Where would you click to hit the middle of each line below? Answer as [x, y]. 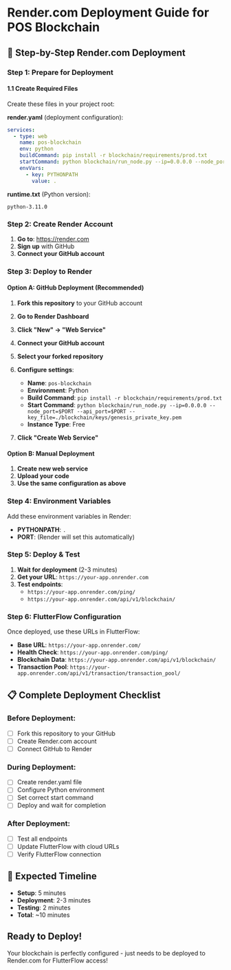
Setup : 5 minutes [42, 893]
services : [21, 130]
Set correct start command [55, 798]
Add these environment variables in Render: [69, 516]
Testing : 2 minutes [44, 907]
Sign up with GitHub [46, 246]
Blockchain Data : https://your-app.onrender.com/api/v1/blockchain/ [117, 660]
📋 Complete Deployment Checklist [84, 695]
